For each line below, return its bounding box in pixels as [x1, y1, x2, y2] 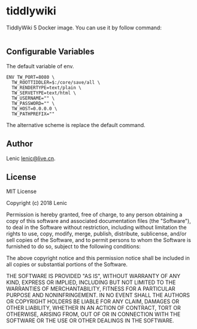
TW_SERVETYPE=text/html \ [11, 90, 77, 96]
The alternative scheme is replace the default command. [6, 121, 146, 128]
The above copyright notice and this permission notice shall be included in [6, 255, 190, 262]
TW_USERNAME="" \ [11, 95, 55, 101]
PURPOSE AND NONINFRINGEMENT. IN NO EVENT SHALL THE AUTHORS [6, 292, 190, 299]
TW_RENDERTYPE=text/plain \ [11, 84, 82, 90]
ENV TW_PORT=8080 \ [6, 74, 55, 80]
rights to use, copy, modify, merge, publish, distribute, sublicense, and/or [6, 230, 187, 237]
